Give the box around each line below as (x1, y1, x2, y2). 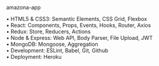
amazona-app (6, 4, 41, 11)
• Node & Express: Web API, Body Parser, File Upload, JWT (6, 34, 153, 41)
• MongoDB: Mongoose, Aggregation (6, 40, 98, 48)
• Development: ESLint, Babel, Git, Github (6, 47, 109, 54)
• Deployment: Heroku (6, 54, 62, 60)
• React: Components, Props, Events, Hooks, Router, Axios (6, 22, 151, 29)
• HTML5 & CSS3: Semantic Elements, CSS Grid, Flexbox (6, 15, 148, 22)
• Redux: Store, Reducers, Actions (6, 28, 91, 35)
